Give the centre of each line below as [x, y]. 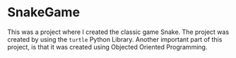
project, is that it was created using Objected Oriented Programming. [107, 47]
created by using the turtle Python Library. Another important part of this [115, 39]
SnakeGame [43, 12]
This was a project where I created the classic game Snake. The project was [118, 32]
